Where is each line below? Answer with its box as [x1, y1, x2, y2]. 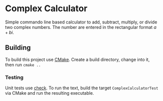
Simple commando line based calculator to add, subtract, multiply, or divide [5, 19, 158, 25]
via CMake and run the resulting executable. [5, 90, 94, 96]
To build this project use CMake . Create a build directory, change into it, [5, 57, 150, 62]
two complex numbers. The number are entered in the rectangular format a [5, 24, 157, 30]
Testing [5, 74, 23, 81]
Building [5, 43, 31, 52]
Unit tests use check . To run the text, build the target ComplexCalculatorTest [5, 85, 159, 91]
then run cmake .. [5, 61, 41, 67]
